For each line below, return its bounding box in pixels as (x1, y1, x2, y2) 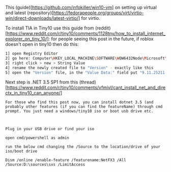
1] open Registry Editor (5, 51, 58, 56)
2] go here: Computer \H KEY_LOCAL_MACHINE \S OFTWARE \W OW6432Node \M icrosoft (5, 55, 165, 61)
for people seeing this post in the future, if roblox (51, 36, 154, 42)
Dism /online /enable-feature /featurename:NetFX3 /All (5, 158, 126, 163)
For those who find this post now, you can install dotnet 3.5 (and (5, 100, 154, 105)
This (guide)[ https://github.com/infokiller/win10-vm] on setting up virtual (5, 5, 157, 10)
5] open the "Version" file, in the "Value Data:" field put (5, 70, 138, 75)
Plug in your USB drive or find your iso (5, 127, 95, 132)
